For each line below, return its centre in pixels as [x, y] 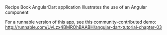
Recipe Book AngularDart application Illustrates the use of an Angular [76, 7]
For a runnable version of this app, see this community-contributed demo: [81, 22]
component [17, 12]
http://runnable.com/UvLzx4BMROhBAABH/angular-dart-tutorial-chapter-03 [83, 27]
